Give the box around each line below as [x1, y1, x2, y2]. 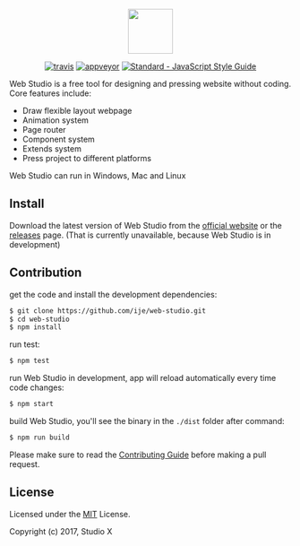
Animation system [21, 115, 90, 126]
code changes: [9, 382, 64, 393]
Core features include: [9, 88, 92, 99]
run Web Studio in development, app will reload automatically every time [9, 373, 277, 384]
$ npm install [9, 323, 63, 332]
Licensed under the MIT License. [9, 508, 131, 519]
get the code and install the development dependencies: [9, 289, 218, 299]
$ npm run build [9, 433, 70, 442]
